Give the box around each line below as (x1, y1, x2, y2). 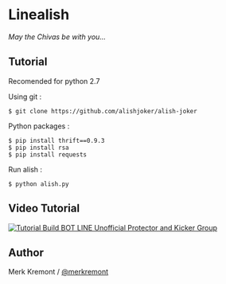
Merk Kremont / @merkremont (8, 267, 109, 277)
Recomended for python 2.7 (8, 76, 100, 85)
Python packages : (8, 121, 70, 131)
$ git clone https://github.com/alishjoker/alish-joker (8, 107, 197, 115)
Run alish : (8, 164, 42, 174)
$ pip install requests (8, 150, 88, 159)
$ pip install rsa (8, 144, 69, 152)
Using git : (8, 92, 42, 101)
